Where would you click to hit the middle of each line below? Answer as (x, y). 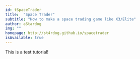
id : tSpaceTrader (23, 10)
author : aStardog (23, 24)
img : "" (13, 28)
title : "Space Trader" (30, 14)
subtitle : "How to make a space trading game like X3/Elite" (71, 19)
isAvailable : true (24, 38)
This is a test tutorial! (27, 52)
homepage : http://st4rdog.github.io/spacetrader (57, 33)
